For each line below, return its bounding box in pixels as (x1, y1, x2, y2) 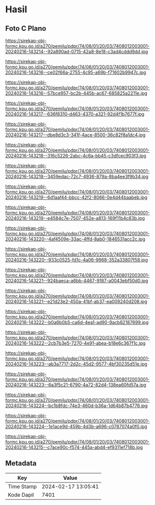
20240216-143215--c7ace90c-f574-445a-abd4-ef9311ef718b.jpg (5, 445, 143, 450)
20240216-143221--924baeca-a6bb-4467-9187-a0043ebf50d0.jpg (5, 278, 148, 284)
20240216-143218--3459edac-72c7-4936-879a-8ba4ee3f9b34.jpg (5, 173, 149, 179)
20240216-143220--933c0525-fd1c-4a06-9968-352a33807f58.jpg (5, 257, 148, 262)
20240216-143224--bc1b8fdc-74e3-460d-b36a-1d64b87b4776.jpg (5, 402, 148, 409)
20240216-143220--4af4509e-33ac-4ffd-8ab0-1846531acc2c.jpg (5, 236, 145, 242)
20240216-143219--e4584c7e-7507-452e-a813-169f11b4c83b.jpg (5, 215, 145, 221)
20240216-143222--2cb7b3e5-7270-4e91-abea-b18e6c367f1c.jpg (5, 340, 146, 346)
